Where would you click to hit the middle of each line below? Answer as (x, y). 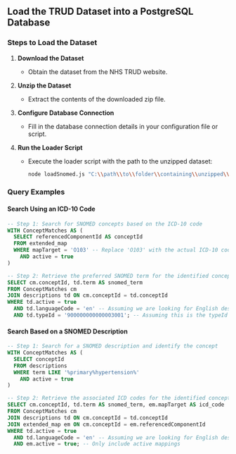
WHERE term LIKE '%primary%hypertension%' (77, 372)
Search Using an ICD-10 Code (52, 209)
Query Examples (36, 192)
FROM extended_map (41, 244)
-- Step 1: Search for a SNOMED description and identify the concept (113, 346)
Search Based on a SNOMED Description (67, 331)
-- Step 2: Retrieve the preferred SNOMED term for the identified (108, 276)
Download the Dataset (51, 58)
